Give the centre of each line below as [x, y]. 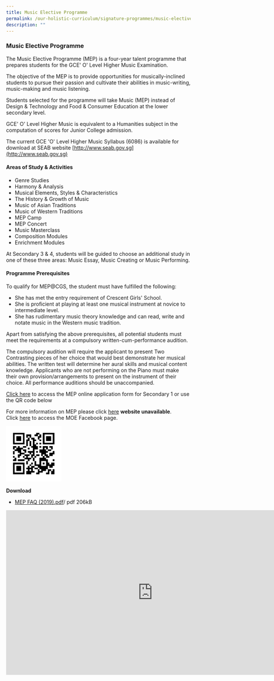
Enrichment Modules [40, 242]
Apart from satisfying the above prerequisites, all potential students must [94, 334]
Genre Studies [32, 180]
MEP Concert [30, 224]
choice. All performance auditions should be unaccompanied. [80, 383]
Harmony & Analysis [39, 186]
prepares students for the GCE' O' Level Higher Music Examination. [87, 65]
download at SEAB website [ [40, 148]
